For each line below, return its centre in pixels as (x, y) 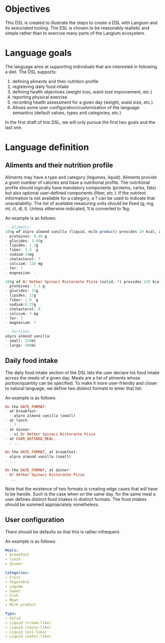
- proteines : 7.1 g (25, 286)
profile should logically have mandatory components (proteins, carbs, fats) (81, 187)
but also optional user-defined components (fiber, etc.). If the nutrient (75, 193)
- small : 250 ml (21, 341)
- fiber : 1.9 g (22, 300)
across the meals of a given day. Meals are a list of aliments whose (73, 378)
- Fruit (13, 577)
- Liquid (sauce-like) (28, 627)
